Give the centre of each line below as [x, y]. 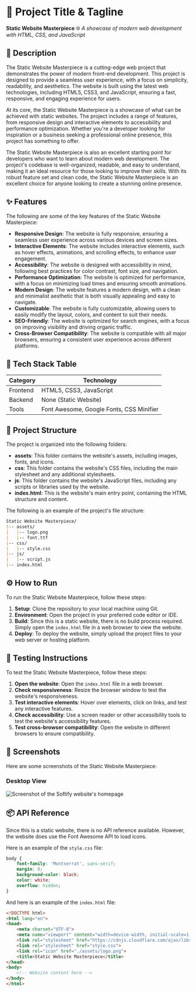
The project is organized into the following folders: [66, 444]
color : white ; [34, 880]
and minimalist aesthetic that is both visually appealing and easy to [95, 296]
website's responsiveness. [46, 696]
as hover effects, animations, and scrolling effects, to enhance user [95, 252]
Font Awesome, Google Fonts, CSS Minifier [100, 410]
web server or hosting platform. [52, 640]
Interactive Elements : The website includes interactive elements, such [99, 246]
